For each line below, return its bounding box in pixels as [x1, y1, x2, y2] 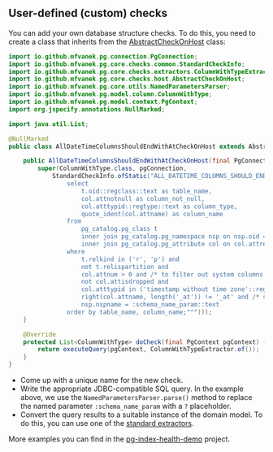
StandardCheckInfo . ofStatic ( [51, 172, 151, 180]
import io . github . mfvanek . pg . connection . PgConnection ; [8, 52, 198, 60]
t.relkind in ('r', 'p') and [80, 255, 180, 263]
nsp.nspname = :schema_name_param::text [80, 301, 220, 309]
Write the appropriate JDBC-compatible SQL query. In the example [19, 384, 244, 393]
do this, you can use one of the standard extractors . [19, 419, 194, 428]
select [66, 180, 89, 188]
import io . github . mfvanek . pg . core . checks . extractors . [8, 67, 195, 76]
